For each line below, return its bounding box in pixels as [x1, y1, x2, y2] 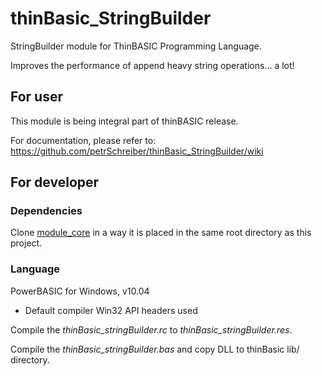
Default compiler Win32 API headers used [24, 304, 198, 316]
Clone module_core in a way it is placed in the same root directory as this [10, 227, 312, 239]
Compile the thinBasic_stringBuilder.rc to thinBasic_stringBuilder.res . [10, 323, 293, 336]
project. [10, 237, 43, 249]
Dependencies [10, 204, 83, 218]
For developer [10, 174, 100, 191]
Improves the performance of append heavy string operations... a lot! [10, 59, 295, 71]
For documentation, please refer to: [10, 134, 157, 146]
